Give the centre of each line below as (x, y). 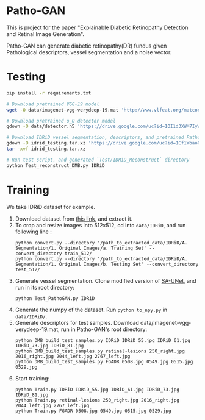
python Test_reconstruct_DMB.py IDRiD (56, 165)
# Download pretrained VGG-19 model (53, 104)
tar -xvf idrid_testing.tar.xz (46, 149)
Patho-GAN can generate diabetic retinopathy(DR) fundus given (87, 46)
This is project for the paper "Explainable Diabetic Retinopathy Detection (97, 27)
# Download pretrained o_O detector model (61, 121)
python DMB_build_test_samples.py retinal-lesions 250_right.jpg (100, 351)
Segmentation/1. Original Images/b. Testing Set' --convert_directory (107, 264)
